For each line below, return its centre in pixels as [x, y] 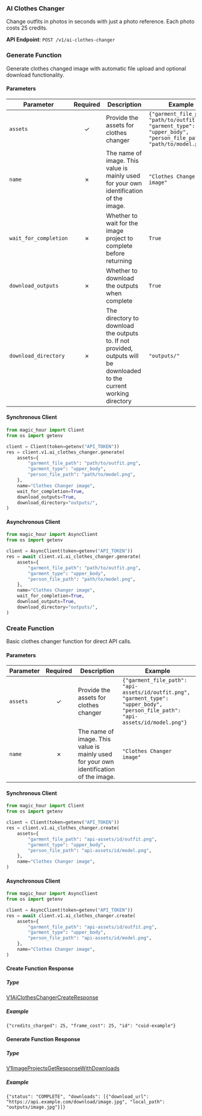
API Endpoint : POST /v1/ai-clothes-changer [61, 40]
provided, [120, 348]
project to [120, 238]
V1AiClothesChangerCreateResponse [52, 998]
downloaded [124, 371]
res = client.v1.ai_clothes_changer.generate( [66, 452]
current [117, 386]
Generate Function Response [43, 1039]
